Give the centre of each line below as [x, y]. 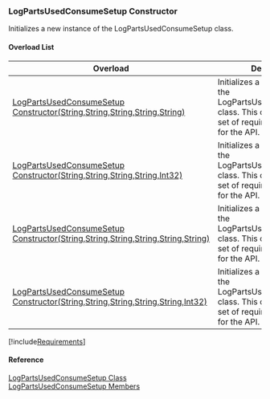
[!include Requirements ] [47, 341]
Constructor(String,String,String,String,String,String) [111, 238]
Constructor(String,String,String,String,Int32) [98, 175]
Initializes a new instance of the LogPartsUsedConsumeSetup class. [121, 29]
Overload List [31, 47]
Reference [26, 360]
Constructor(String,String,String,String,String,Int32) [110, 301]
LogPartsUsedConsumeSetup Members [74, 386]
